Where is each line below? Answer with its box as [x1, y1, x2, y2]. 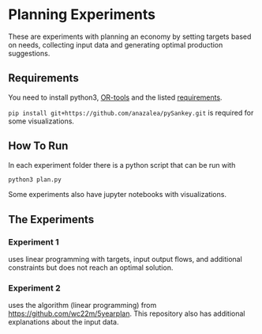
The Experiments [8, 212, 95, 226]
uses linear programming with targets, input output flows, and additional [8, 255, 242, 264]
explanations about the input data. [8, 317, 119, 327]
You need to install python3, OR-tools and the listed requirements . [8, 93, 223, 102]
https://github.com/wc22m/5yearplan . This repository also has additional [8, 309, 245, 318]
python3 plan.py [8, 176, 62, 184]
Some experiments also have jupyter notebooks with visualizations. [8, 190, 227, 199]
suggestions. [8, 48, 51, 58]
